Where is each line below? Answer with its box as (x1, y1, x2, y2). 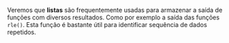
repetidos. (7, 28, 37, 36)
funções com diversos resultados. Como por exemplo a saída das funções (7, 13, 220, 21)
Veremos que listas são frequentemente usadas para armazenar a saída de (7, 6, 223, 14)
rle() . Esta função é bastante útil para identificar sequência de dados (7, 21, 207, 28)
